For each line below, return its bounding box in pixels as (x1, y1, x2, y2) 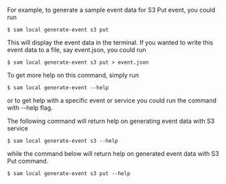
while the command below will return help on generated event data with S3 (7, 150, 220, 157)
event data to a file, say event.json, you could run (7, 46, 146, 54)
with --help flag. (7, 104, 53, 112)
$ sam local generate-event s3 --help (7, 137, 118, 144)
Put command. (7, 157, 49, 165)
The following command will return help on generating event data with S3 (7, 117, 215, 125)
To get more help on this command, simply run (7, 71, 139, 79)
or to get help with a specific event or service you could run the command (7, 96, 216, 104)
